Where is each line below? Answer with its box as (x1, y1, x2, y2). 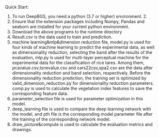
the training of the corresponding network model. (12, 116, 111, 122)
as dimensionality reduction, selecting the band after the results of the (12, 49, 153, 55)
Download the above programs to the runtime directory (12, 29, 122, 34)
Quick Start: (5, 4, 29, 10)
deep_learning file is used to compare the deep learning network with (12, 106, 151, 112)
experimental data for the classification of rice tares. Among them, (12, 60, 145, 65)
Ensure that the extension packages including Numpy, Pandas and (12, 19, 144, 24)
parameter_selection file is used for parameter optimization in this (12, 96, 143, 101)
